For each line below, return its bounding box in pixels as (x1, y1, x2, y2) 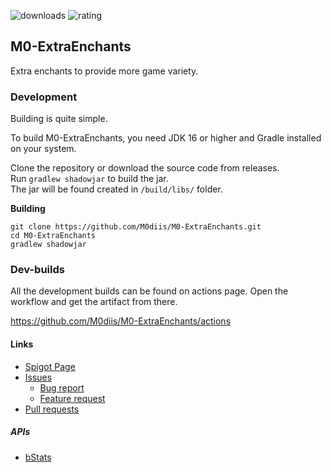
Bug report (39, 381, 85, 394)
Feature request (39, 392, 106, 404)
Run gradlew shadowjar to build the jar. (10, 173, 169, 185)
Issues (24, 371, 53, 383)
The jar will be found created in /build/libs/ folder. (10, 183, 223, 195)
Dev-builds (10, 263, 65, 277)
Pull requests (24, 403, 80, 415)
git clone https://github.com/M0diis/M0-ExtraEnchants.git (10, 222, 262, 232)
